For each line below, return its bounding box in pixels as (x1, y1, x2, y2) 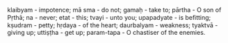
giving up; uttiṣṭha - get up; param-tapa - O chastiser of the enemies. (7, 29, 206, 36)
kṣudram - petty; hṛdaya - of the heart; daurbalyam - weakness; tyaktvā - (7, 21, 218, 29)
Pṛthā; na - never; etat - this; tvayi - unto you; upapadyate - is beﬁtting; (7, 14, 211, 21)
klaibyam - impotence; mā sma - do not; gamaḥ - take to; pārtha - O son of (7, 6, 222, 14)
